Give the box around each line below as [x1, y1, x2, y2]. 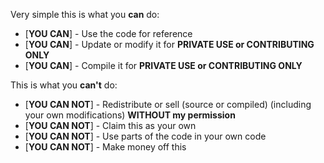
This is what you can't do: [10, 79, 118, 91]
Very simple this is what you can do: [10, 9, 160, 20]
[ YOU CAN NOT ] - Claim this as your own [24, 120, 197, 131]
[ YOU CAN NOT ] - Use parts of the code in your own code [24, 130, 267, 142]
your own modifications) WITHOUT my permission [24, 109, 236, 121]
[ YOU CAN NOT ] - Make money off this [24, 141, 187, 153]
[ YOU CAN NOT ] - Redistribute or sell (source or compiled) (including [24, 99, 312, 110]
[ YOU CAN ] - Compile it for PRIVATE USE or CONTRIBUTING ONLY [24, 60, 303, 71]
